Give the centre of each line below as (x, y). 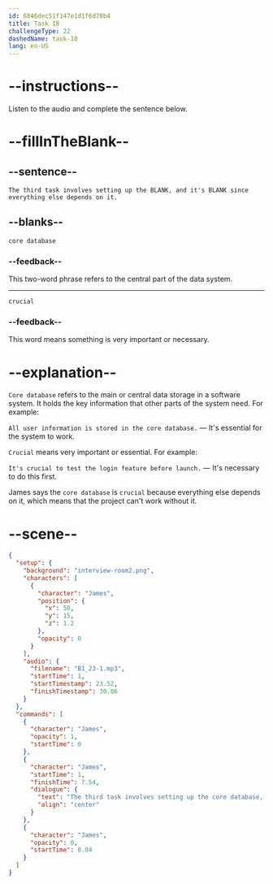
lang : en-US (28, 46)
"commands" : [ (39, 714)
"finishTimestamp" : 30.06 (74, 691)
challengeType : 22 (39, 31)
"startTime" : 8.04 (61, 850)
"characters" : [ (51, 578)
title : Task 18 (34, 24)
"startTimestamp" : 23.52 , (74, 684)
